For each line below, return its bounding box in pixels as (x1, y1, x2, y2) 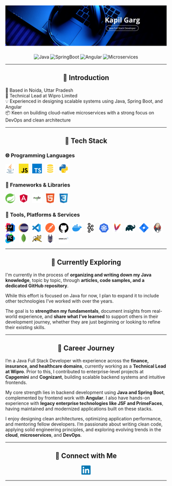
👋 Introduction (62, 73, 110, 82)
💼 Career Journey (57, 344, 115, 353)
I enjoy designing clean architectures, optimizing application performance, (5, 415, 162, 421)
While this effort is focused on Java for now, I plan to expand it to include (5, 292, 159, 298)
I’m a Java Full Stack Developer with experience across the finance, (5, 357, 149, 363)
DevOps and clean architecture (5, 117, 71, 123)
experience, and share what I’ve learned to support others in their (18, 313, 159, 319)
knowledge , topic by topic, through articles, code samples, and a (5, 277, 145, 283)
